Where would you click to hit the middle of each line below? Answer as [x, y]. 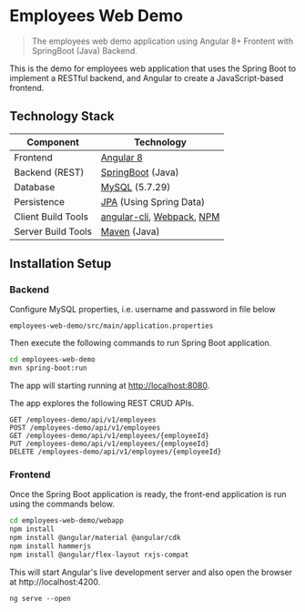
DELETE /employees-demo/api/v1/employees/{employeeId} [116, 452]
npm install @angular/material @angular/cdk [95, 538]
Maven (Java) [130, 231]
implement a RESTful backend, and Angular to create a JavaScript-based [147, 77]
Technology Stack [62, 116]
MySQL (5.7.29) [136, 187]
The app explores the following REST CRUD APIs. [102, 403]
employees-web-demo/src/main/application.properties [112, 326]
